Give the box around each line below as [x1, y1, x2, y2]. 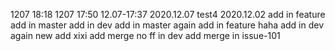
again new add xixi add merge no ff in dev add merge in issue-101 [10, 30, 281, 41]
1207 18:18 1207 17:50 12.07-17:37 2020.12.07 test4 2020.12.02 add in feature [10, 9, 326, 20]
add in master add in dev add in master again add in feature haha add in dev [10, 19, 325, 31]
